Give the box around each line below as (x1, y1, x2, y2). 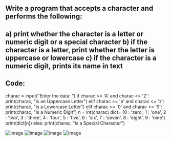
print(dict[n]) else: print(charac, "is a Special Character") (5, 120, 125, 126)
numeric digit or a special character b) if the (5, 37, 148, 46)
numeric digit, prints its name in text (5, 62, 123, 70)
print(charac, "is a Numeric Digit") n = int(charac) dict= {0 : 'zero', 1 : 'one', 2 (5, 109, 166, 115)
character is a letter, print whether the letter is (5, 46, 155, 54)
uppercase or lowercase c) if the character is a (5, 53, 157, 62)
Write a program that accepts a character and (5, 4, 154, 13)
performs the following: (5, 12, 83, 21)
